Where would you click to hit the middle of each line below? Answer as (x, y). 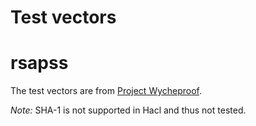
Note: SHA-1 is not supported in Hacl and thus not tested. (128, 110)
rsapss (39, 63)
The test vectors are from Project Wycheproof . (106, 91)
